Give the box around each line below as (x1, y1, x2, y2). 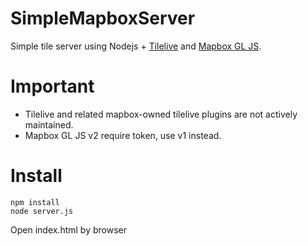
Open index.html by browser (10, 223, 127, 236)
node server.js (10, 206, 74, 216)
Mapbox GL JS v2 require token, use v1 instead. (24, 129, 222, 141)
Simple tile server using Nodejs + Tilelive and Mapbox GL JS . (10, 40, 262, 52)
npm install (10, 197, 60, 207)
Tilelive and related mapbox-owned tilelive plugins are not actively (24, 108, 298, 120)
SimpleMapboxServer (10, 7, 196, 30)
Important (10, 75, 95, 98)
